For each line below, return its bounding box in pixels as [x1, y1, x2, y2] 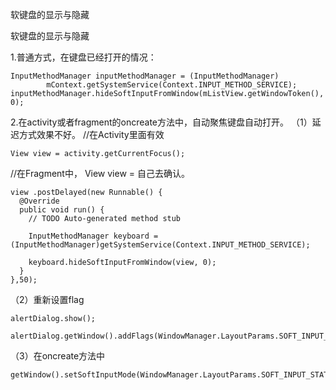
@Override [19, 196, 60, 206]
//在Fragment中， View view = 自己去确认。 [10, 168, 190, 179]
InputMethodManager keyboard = [28, 231, 159, 241]
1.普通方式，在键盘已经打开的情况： [10, 51, 157, 63]
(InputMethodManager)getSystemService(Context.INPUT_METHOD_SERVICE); [10, 240, 311, 250]
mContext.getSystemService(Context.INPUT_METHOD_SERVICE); [46, 80, 298, 90]
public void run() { [19, 205, 105, 215]
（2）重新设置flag [10, 294, 85, 305]
